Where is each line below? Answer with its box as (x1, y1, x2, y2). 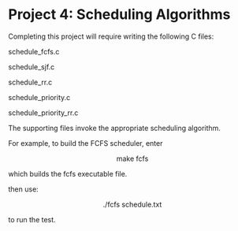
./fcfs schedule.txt (102, 199, 162, 209)
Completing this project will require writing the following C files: (8, 32, 214, 41)
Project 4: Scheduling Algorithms (8, 6, 231, 24)
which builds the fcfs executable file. (8, 169, 128, 178)
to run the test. (8, 214, 57, 224)
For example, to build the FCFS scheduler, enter (8, 138, 163, 147)
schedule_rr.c (8, 77, 53, 87)
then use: (8, 184, 39, 194)
